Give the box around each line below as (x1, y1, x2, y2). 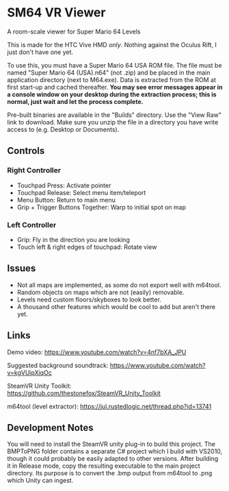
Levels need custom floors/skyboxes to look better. (16, 295, 162, 304)
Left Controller (7, 220, 57, 230)
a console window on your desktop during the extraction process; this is (7, 90, 217, 98)
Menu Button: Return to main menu (16, 196, 116, 204)
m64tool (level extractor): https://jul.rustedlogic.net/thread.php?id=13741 (7, 402, 212, 410)
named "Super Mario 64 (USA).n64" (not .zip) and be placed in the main (7, 68, 211, 77)
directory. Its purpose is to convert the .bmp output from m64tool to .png (7, 469, 213, 477)
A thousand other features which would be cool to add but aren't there (16, 302, 216, 310)
